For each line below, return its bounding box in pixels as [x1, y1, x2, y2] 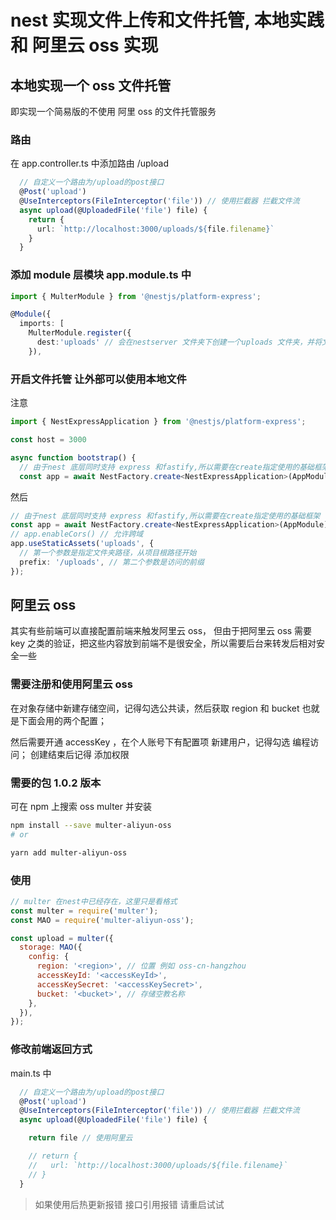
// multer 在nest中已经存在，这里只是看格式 [10, 896, 178, 906]
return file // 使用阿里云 [28, 1133, 133, 1143]
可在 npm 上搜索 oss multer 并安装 [10, 801, 152, 813]
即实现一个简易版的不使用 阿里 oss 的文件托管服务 [10, 106, 217, 117]
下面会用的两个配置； [18, 714, 107, 726]
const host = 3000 [10, 435, 87, 445]
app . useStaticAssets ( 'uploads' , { [10, 539, 155, 549]
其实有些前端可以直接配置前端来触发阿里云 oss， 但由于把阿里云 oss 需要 [10, 625, 313, 637]
